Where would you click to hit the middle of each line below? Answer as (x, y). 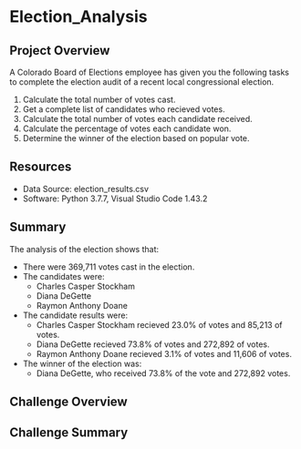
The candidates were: (63, 276)
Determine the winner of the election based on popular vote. (136, 138)
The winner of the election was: (82, 363)
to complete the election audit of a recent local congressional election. (142, 82)
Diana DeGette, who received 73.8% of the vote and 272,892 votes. (163, 373)
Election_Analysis (78, 17)
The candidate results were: (75, 315)
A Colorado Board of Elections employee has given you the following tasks (150, 72)
